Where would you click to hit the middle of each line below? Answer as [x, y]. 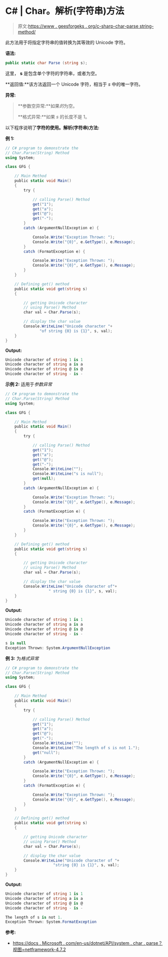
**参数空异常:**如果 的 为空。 [47, 106]
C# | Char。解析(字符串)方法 [65, 11]
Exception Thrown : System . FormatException [51, 922]
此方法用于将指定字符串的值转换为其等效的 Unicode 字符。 [67, 42]
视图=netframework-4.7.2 [39, 950]
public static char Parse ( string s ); [46, 63]
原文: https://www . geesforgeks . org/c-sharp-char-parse [78, 26]
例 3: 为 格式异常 [22, 658]
